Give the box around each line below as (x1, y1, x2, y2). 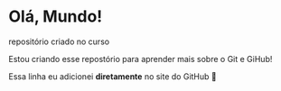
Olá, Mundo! (8, 6, 103, 27)
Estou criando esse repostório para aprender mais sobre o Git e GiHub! (8, 53, 273, 64)
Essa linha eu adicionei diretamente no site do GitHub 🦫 (8, 70, 218, 82)
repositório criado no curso (8, 36, 110, 47)
